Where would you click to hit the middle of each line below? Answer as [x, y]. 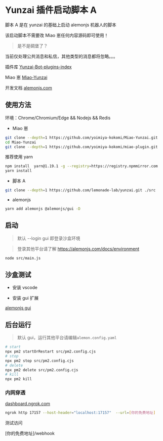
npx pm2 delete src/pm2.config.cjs [42, 370]
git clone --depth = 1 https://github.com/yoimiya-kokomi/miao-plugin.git [81, 147]
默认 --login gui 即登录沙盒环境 [49, 238]
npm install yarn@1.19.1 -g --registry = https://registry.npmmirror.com [81, 166]
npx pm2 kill [19, 379]
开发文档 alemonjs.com [29, 88]
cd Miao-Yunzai [21, 142]
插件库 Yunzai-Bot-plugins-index [39, 67]
